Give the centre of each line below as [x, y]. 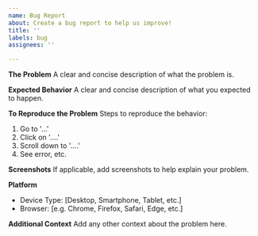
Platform [23, 185]
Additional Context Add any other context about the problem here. [118, 224]
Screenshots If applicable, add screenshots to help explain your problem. [129, 169]
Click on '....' [40, 137]
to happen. [26, 98]
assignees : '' [32, 45]
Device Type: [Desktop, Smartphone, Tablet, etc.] [100, 200]
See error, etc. [43, 154]
